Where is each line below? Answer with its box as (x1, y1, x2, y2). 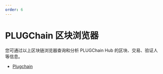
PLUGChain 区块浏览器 (5, 30, 99, 41)
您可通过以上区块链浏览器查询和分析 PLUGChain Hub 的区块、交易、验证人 (5, 47, 158, 53)
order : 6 (5, 7, 23, 12)
